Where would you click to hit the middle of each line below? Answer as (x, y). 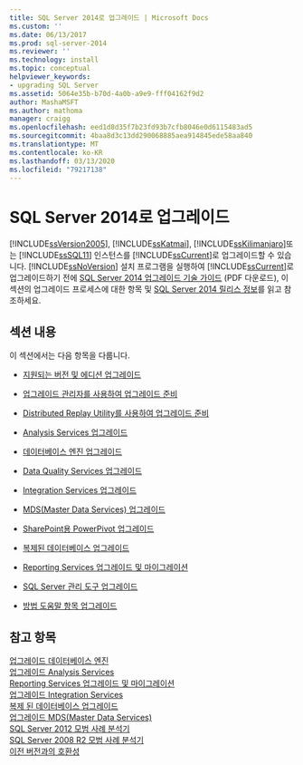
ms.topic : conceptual (50, 69)
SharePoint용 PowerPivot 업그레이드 (88, 529)
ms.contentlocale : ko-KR (56, 152)
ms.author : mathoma (46, 111)
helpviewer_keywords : (50, 77)
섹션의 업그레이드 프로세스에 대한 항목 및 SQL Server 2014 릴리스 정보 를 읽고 (146, 289)
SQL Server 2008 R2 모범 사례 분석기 (77, 740)
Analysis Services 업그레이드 (75, 432)
